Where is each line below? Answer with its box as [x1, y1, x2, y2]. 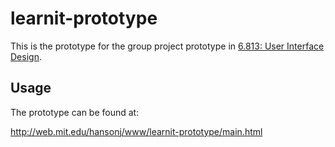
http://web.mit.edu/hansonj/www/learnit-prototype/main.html [10, 125, 263, 137]
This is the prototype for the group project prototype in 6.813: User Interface [10, 40, 325, 52]
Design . [10, 50, 42, 62]
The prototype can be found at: [10, 106, 140, 118]
